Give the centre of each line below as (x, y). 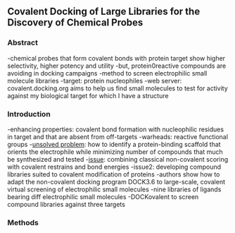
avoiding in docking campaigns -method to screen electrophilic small (107, 73)
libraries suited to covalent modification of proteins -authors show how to (114, 174)
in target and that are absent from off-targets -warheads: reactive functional (118, 136)
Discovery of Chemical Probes (75, 23)
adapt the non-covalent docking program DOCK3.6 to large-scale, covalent (116, 181)
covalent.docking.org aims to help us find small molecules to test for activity (118, 88)
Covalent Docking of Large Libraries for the (104, 12)
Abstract (23, 43)
